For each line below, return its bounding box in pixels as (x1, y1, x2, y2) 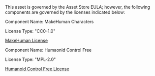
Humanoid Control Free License (5, 66, 70, 72)
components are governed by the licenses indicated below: (5, 9, 125, 15)
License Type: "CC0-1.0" (5, 28, 56, 34)
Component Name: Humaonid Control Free (5, 47, 92, 53)
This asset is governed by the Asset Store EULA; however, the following (5, 4, 151, 10)
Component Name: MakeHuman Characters (5, 19, 94, 24)
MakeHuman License (5, 38, 48, 43)
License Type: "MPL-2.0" (5, 57, 56, 62)
